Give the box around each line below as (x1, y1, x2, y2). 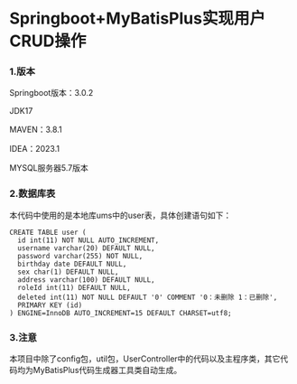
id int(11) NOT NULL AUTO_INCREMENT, (17, 236, 160, 245)
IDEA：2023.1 (9, 144, 60, 155)
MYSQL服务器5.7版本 (9, 163, 88, 173)
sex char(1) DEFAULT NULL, (17, 267, 119, 276)
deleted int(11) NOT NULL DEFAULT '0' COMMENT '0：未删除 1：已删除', (17, 293, 278, 302)
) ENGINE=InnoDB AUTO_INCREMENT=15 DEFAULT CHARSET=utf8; (9, 308, 232, 317)
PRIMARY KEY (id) (17, 300, 83, 310)
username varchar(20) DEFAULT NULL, (17, 243, 155, 253)
